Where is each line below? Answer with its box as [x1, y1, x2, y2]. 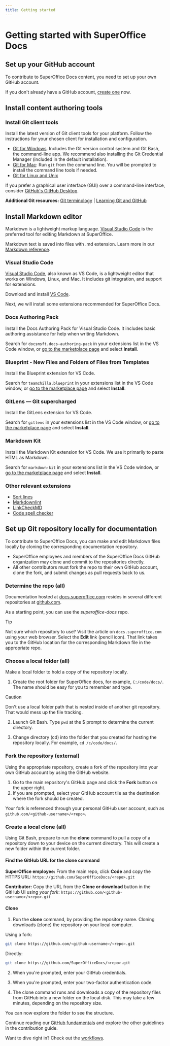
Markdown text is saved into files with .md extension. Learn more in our [5, 241, 155, 247]
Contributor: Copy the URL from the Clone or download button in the [5, 884, 151, 890]
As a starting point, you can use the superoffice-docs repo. [5, 609, 129, 615]
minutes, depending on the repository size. [12, 1000, 103, 1006]
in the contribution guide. [5, 1025, 58, 1031]
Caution [5, 694, 22, 700]
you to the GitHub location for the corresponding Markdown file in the [5, 639, 151, 646]
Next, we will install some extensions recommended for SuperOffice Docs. [5, 301, 161, 307]
